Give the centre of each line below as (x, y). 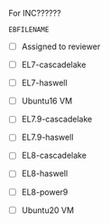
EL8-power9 (45, 192)
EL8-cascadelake (54, 155)
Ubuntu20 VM (47, 210)
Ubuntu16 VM (47, 101)
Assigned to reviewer (61, 46)
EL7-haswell (45, 83)
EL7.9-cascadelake (57, 119)
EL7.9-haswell (47, 137)
